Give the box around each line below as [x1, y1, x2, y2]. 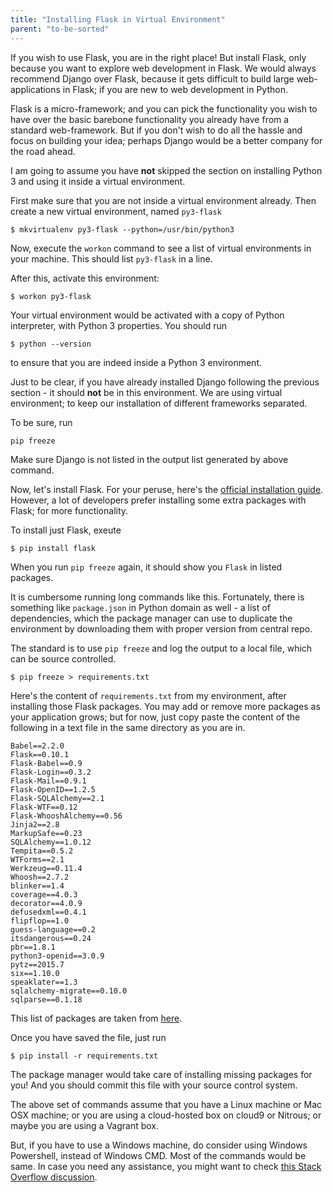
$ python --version [10, 339, 92, 349]
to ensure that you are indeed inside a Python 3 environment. [10, 356, 263, 368]
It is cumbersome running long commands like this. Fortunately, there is [10, 591, 305, 603]
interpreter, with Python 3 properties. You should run [10, 319, 228, 331]
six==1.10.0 [10, 968, 60, 978]
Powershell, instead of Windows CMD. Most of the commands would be [10, 1149, 307, 1161]
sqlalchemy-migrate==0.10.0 [10, 986, 128, 996]
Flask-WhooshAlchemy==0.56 [10, 811, 123, 821]
